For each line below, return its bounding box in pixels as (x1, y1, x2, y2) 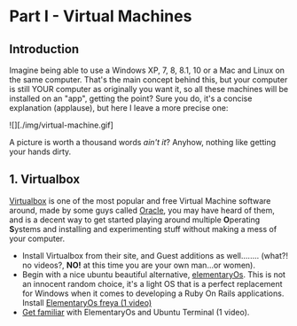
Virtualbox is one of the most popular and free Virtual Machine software (9, 195, 271, 206)
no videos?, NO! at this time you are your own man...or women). (21, 260, 255, 270)
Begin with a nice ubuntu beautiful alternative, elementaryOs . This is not (21, 268, 286, 280)
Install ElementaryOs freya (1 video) (21, 297, 152, 307)
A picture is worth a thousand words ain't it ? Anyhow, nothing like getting (9, 137, 277, 147)
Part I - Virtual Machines (9, 6, 192, 27)
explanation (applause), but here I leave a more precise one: (9, 103, 229, 113)
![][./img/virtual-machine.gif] (9, 120, 113, 130)
